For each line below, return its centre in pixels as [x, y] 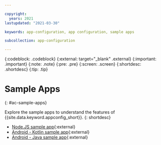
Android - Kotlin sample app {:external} [51, 132]
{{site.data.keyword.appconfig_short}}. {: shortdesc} [58, 118]
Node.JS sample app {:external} [43, 127]
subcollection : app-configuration [40, 41]
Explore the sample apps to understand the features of [60, 112]
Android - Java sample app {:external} [50, 137]
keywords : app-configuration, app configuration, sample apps [69, 32]
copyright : [16, 14]
